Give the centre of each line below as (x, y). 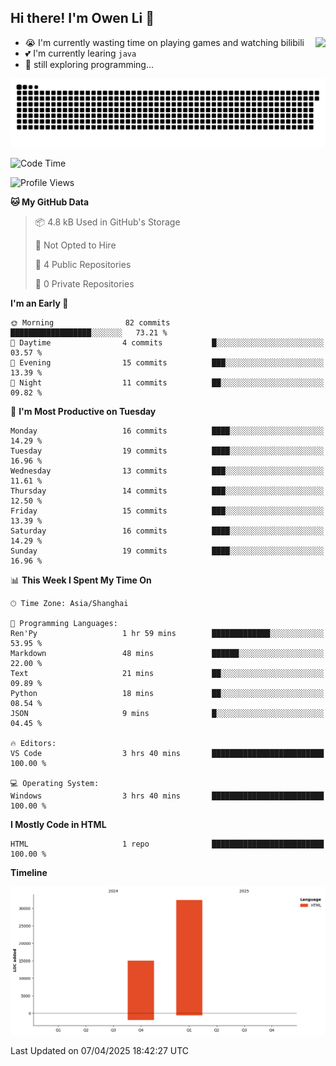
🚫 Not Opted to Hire (75, 245)
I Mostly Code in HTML (58, 824)
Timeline (29, 872)
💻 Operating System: (55, 783)
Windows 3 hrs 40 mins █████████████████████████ (167, 796)
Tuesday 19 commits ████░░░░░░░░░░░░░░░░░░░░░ (167, 451)
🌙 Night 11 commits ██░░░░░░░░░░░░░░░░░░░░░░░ (167, 382)
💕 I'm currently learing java (80, 53)
